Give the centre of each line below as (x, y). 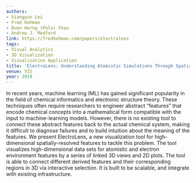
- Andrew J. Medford (31, 33)
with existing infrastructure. (39, 174)
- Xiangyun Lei (24, 17)
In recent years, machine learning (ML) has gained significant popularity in (95, 94)
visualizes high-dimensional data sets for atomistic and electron (83, 149)
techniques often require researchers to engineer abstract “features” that (94, 106)
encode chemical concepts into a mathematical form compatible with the (94, 112)
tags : (13, 44)
